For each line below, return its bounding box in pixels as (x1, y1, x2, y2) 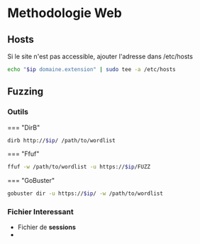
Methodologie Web (7, 5, 122, 21)
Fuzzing (7, 85, 44, 97)
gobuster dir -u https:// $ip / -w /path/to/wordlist (7, 190, 163, 197)
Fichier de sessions (17, 223, 76, 232)
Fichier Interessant (7, 207, 74, 217)
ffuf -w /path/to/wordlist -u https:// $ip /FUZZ (7, 164, 151, 171)
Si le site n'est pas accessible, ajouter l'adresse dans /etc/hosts (7, 52, 194, 60)
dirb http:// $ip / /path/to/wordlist (7, 137, 116, 144)
